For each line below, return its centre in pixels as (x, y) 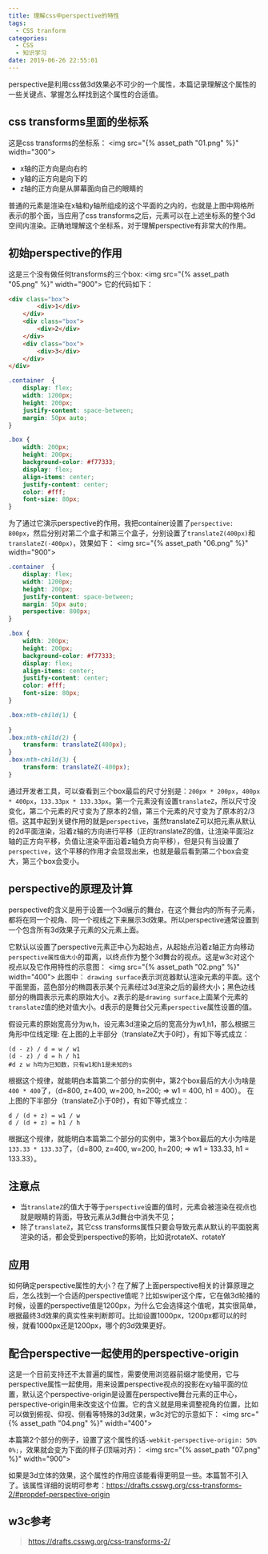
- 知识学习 (31, 53)
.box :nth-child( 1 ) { (43, 715)
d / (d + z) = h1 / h (44, 1123)
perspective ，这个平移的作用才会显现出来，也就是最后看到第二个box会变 (129, 851)
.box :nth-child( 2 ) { (43, 737)
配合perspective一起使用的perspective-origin (124, 1353)
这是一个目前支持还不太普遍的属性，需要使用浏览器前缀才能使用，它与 (124, 1374)
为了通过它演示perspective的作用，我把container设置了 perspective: (121, 523)
